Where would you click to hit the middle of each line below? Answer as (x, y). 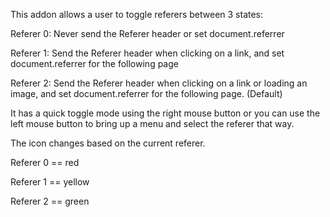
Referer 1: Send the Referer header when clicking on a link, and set (147, 53)
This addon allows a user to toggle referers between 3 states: (137, 14)
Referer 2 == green (50, 201)
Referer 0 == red (45, 162)
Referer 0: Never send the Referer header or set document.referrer (147, 33)
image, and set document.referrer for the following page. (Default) (146, 93)
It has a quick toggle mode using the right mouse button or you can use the (165, 113)
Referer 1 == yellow (50, 182)
